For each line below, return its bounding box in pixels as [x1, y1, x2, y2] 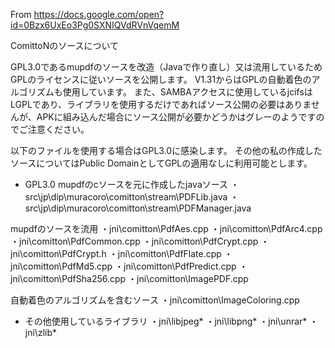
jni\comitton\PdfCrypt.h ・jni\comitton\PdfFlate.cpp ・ [10, 248, 233, 259]
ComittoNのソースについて [10, 40, 120, 51]
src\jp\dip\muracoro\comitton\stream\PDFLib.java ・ [24, 191, 240, 203]
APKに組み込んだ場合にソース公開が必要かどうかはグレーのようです [36, 111, 317, 123]
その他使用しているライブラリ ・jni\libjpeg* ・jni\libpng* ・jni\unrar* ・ [24, 315, 319, 327]
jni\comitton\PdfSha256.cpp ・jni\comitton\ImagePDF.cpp [10, 273, 249, 284]
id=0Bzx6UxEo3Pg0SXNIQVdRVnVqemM [10, 19, 180, 31]
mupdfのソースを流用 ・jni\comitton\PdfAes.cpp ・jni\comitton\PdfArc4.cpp [10, 223, 323, 234]
